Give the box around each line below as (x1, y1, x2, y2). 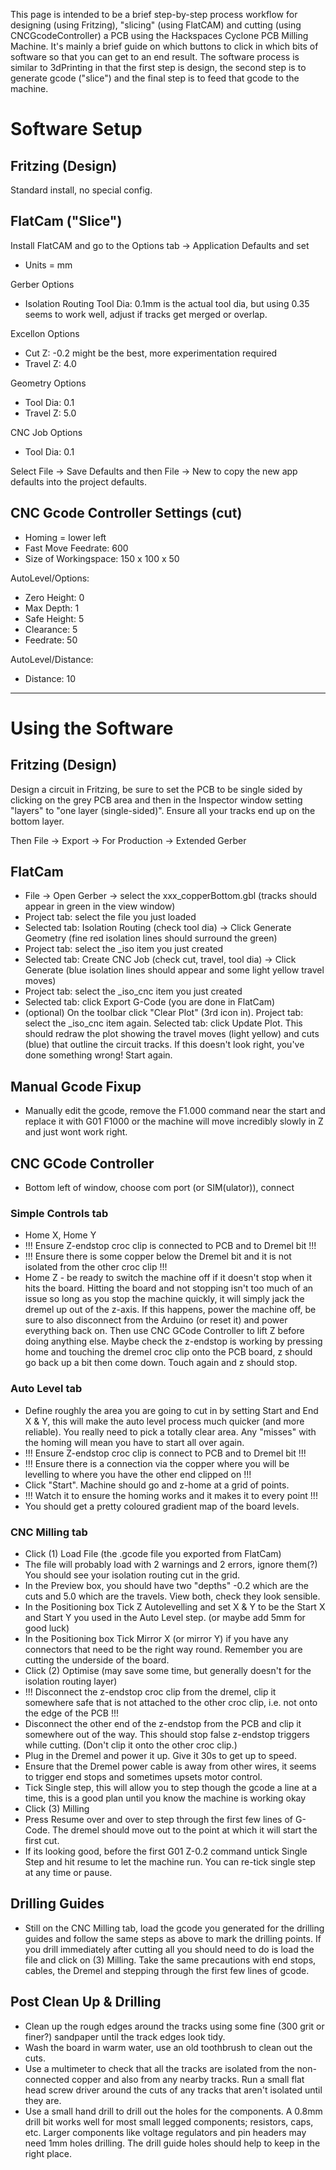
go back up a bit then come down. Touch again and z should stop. (24, 1357, 298, 1369)
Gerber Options (10, 278, 75, 290)
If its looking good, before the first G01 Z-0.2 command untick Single (24, 1845, 308, 1857)
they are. (24, 2094, 62, 2106)
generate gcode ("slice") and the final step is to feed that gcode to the (10, 72, 300, 84)
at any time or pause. (24, 1866, 113, 1878)
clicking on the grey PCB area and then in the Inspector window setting (10, 794, 303, 806)
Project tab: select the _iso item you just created (24, 943, 224, 955)
